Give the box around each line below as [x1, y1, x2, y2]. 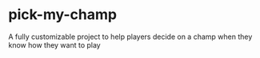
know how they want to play [8, 40, 102, 49]
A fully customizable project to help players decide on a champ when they [8, 32, 253, 41]
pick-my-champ [8, 6, 118, 24]
